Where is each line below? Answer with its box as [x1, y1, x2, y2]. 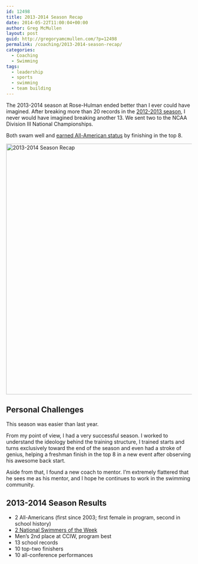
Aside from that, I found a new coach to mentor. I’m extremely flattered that [6, 468, 189, 476]
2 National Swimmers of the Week [14, 526, 98, 533]
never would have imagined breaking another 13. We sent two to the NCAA [6, 114, 187, 121]
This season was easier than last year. [6, 420, 99, 428]
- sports [11, 74, 33, 80]
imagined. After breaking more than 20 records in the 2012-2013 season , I [6, 107, 186, 115]
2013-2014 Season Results [6, 498, 107, 508]
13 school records [14, 539, 58, 546]
